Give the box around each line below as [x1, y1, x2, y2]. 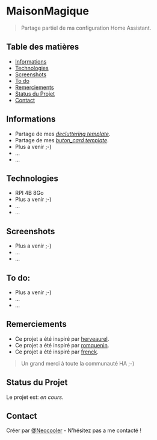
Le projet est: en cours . [6, 393, 64, 401]
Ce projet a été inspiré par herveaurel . [14, 335, 109, 343]
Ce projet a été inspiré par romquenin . [14, 341, 109, 349]
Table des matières [6, 42, 79, 52]
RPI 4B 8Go [14, 189, 44, 197]
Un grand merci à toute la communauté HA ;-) [20, 360, 135, 367]
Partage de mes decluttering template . [14, 130, 111, 137]
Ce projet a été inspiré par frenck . [14, 348, 99, 355]
